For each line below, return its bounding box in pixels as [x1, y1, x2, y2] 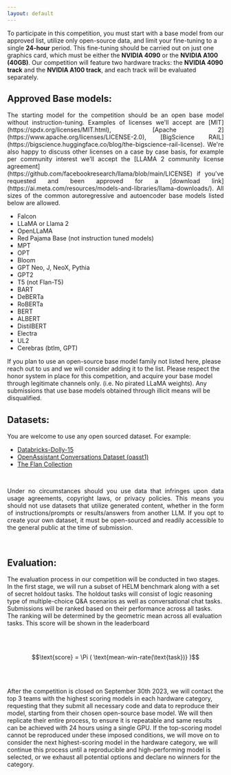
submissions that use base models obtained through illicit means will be [7, 386, 211, 395]
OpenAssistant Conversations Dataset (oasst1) [16, 453, 149, 462]
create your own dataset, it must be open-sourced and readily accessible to [7, 516, 224, 524]
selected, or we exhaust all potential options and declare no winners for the [7, 753, 221, 761]
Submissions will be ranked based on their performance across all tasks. [7, 604, 213, 613]
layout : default [7, 10, 54, 17]
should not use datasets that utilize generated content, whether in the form [7, 502, 224, 510]
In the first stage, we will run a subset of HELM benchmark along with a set [7, 583, 220, 591]
